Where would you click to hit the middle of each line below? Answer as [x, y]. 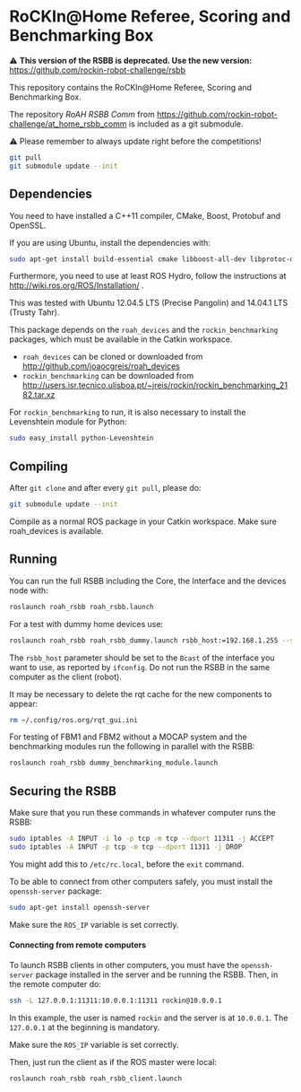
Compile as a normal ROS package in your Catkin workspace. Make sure [143, 521]
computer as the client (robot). [66, 677]
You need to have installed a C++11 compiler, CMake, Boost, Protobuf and [145, 215]
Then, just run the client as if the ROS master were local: [113, 1061]
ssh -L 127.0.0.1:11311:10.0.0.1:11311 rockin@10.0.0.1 [116, 1000]
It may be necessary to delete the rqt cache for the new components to [141, 694]
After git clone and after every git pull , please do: [105, 488]
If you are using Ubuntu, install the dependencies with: [110, 242]
